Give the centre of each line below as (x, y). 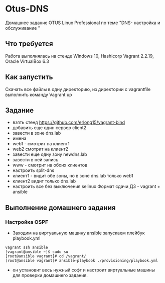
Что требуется (29, 44)
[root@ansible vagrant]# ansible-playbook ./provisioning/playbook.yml (81, 261)
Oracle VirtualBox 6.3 (27, 61)
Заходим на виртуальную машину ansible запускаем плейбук (78, 233)
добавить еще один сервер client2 (49, 128)
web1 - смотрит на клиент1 (41, 144)
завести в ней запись (35, 160)
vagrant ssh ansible (27, 248)
